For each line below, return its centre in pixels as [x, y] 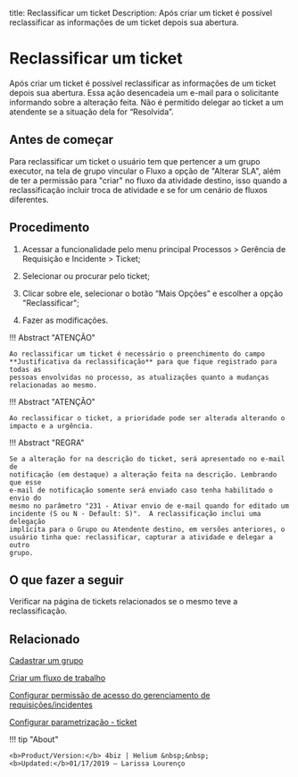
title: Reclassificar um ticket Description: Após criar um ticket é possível [141, 13]
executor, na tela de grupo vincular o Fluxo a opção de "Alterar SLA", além [145, 171]
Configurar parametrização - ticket [73, 722]
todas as [25, 369]
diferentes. [29, 199]
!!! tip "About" [34, 739]
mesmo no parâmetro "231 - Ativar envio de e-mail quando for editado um [149, 506]
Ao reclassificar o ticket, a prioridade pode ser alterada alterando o [147, 418]
